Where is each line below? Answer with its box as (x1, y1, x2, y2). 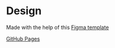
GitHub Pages (6, 35, 40, 42)
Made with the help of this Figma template (6, 24, 109, 31)
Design (6, 4, 42, 18)
